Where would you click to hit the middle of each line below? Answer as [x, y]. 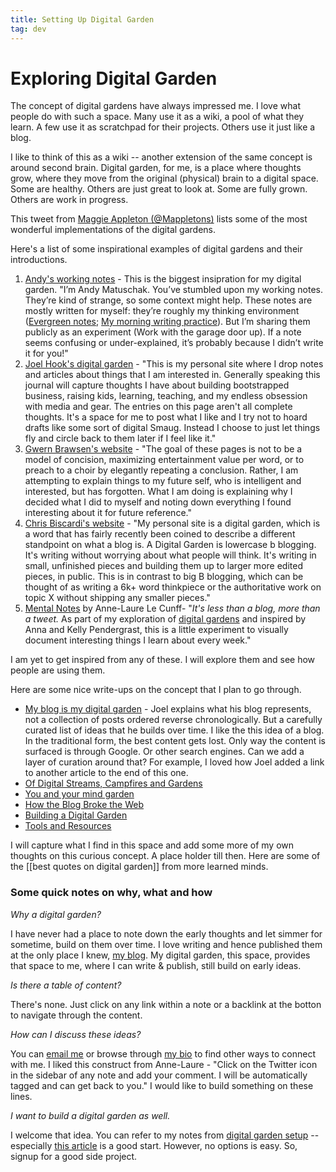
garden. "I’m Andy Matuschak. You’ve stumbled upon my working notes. [173, 290]
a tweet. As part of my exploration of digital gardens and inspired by [165, 619]
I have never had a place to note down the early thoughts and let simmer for [166, 933]
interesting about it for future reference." [108, 513]
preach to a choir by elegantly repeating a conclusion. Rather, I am [161, 470]
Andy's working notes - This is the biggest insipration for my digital [163, 279]
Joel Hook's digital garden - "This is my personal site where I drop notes [174, 364]
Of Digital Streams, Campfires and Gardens [113, 783]
